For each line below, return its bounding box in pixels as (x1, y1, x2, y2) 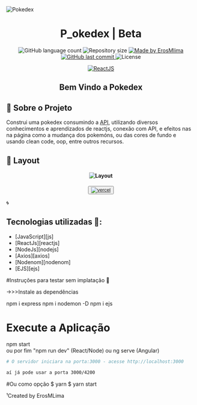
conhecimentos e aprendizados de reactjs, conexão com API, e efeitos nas (6, 125, 192, 132)
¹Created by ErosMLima (6, 392, 65, 400)
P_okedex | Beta (59, 27, 142, 41)
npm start (6, 341, 31, 348)
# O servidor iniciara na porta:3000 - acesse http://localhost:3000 (6, 359, 184, 365)
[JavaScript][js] (14, 233, 54, 240)
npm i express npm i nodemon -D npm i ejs (6, 300, 113, 307)
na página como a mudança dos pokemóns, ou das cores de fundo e (6, 132, 177, 139)
